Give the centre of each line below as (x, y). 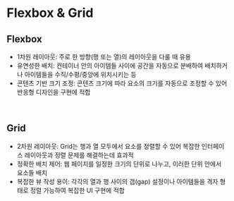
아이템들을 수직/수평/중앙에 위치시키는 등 (80, 74)
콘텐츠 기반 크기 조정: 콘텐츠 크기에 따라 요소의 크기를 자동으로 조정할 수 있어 (122, 83)
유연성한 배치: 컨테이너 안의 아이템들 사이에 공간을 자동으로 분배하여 (110, 66)
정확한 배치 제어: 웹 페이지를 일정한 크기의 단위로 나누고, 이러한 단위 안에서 (119, 164)
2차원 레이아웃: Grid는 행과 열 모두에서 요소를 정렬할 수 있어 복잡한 (108, 146)
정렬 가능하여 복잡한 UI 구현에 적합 (77, 190)
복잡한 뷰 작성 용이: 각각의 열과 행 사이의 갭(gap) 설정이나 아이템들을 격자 (117, 181)
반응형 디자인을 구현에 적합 (54, 92)
